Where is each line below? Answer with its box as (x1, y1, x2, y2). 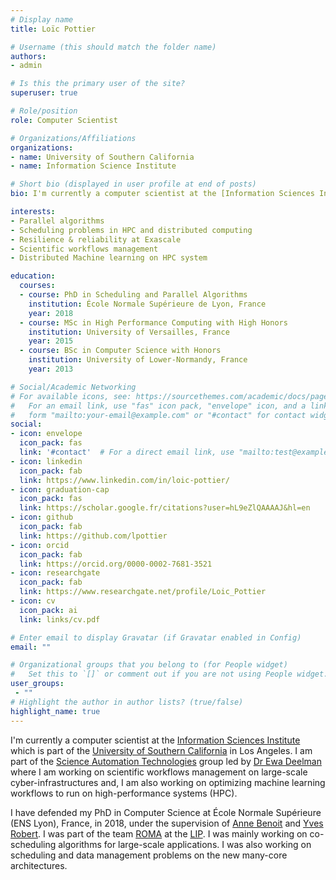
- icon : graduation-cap (10, 484, 110, 495)
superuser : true (10, 88, 78, 98)
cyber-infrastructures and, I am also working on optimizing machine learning (10, 776, 326, 788)
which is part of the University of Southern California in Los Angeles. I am (10, 744, 313, 756)
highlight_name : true (10, 706, 101, 716)
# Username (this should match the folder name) (10, 42, 217, 52)
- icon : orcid (10, 540, 70, 550)
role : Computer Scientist (10, 115, 118, 125)
